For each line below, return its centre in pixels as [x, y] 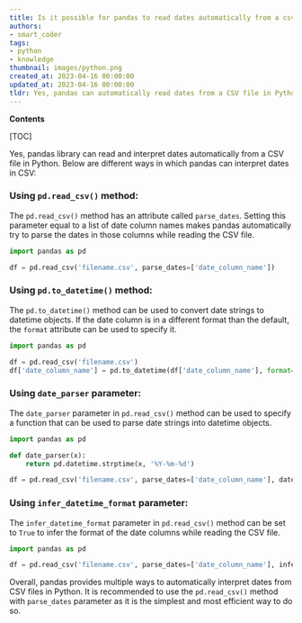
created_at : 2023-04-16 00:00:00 [72, 77]
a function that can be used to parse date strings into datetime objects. [141, 422]
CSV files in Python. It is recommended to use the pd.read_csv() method [144, 591]
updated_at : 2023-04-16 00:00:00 [72, 85]
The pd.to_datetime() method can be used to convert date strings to [137, 310]
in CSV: [23, 173]
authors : [26, 26]
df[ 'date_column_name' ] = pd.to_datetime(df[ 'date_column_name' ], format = [152, 370]
